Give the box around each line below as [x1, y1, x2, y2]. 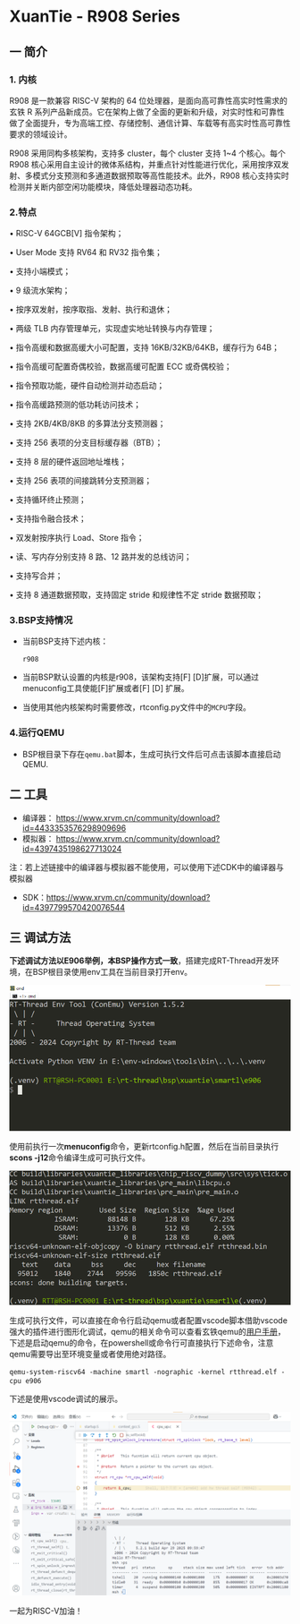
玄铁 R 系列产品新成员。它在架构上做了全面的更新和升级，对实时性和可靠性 [9, 106, 285, 117]
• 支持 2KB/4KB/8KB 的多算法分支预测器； [9, 418, 166, 429]
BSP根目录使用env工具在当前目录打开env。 [32, 967, 193, 978]
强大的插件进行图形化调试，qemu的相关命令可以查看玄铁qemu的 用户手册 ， [9, 1327, 286, 1338]
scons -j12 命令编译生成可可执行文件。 [9, 1152, 150, 1163]
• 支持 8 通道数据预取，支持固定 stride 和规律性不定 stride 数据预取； [9, 589, 264, 601]
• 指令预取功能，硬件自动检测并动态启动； [9, 380, 165, 391]
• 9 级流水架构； [9, 285, 71, 296]
